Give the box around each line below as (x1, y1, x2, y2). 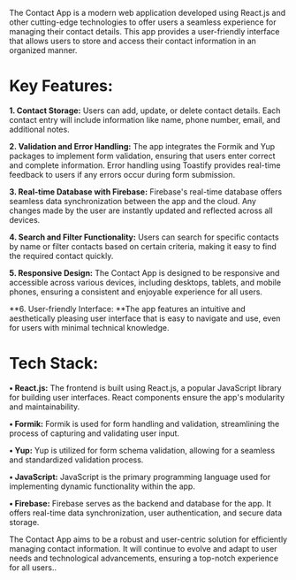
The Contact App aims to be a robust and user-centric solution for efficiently (9, 534, 288, 545)
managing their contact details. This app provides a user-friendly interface (9, 27, 280, 36)
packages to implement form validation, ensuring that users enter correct (9, 150, 276, 161)
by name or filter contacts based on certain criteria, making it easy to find (9, 240, 277, 251)
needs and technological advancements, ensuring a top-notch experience (9, 553, 279, 563)
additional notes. (9, 124, 70, 134)
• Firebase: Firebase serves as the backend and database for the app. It (9, 498, 272, 508)
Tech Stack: (9, 354, 99, 374)
